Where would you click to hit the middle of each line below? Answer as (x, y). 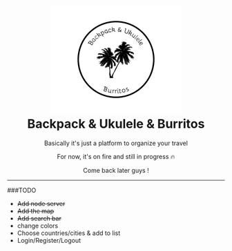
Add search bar (39, 218)
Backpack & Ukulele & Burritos (116, 124)
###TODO (22, 190)
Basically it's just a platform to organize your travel (116, 143)
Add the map (36, 211)
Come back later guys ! (116, 170)
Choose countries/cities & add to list (69, 233)
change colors (38, 225)
